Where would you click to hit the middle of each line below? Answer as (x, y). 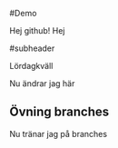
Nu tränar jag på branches (58, 133)
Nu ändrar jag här (42, 84)
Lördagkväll (31, 66)
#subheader (32, 48)
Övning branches (59, 112)
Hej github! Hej (37, 30)
